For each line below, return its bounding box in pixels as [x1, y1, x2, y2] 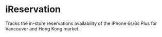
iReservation [5, 4, 61, 15]
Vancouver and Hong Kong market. [5, 25, 80, 31]
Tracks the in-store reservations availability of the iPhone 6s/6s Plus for [5, 20, 157, 26]
